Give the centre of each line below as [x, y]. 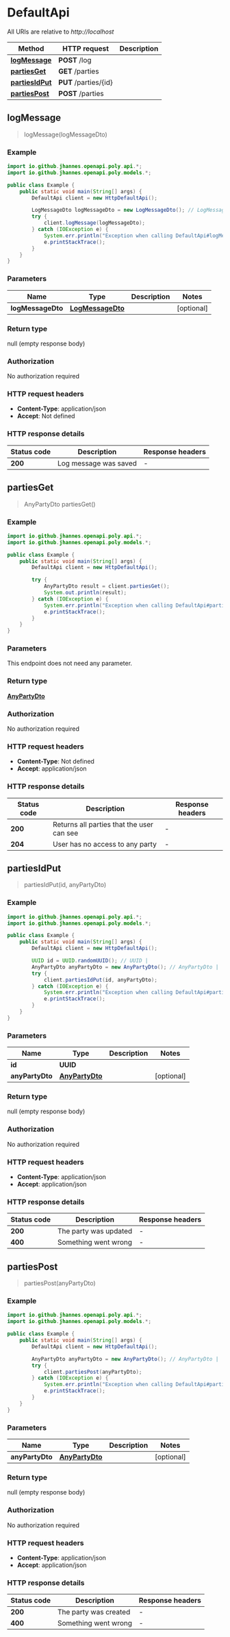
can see [65, 833]
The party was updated [95, 1231]
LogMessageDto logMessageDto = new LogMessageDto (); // [113, 210]
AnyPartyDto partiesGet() [60, 504]
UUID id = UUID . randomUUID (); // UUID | [90, 961]
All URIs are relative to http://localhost [61, 32]
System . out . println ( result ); [85, 593]
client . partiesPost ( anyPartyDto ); [93, 1372]
